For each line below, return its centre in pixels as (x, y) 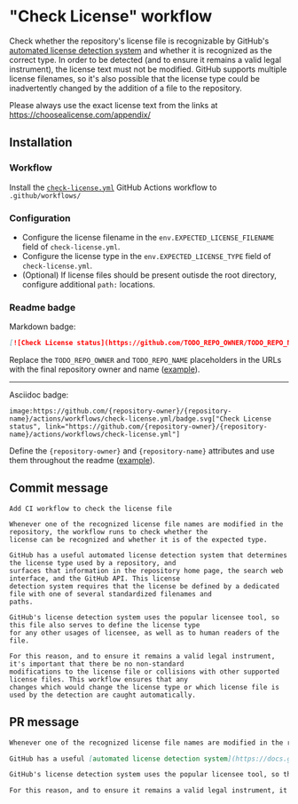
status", (25, 427)
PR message (44, 722)
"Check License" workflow (111, 16)
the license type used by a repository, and (93, 563)
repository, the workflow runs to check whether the (109, 532)
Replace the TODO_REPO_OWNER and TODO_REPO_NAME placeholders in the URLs (145, 360)
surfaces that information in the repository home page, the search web (146, 571)
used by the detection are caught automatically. (103, 695)
